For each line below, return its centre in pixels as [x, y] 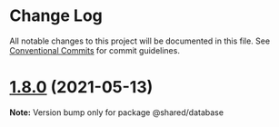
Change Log [56, 16]
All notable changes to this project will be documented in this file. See [140, 41]
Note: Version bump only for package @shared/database [117, 112]
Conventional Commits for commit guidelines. [95, 50]
